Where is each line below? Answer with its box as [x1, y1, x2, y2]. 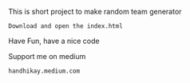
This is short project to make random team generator [8, 7, 182, 16]
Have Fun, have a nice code [8, 36, 100, 45]
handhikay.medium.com [8, 67, 81, 75]
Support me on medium [8, 52, 86, 61]
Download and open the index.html [8, 22, 124, 30]
